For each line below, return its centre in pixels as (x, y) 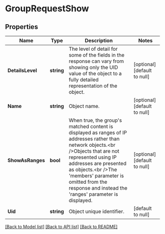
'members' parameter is (96, 176)
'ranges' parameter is (93, 194)
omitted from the (88, 182)
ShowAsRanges (26, 160)
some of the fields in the (96, 55)
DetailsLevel (22, 70)
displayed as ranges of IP (98, 133)
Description (99, 41)
